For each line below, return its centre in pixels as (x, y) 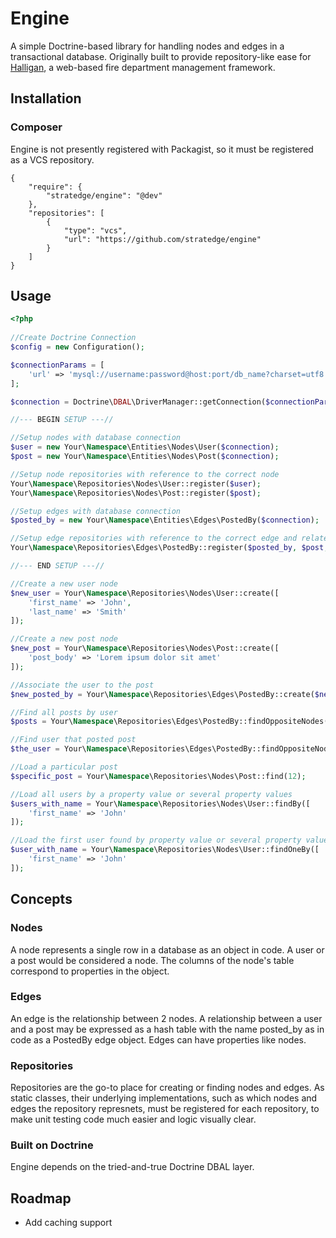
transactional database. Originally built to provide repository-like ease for (161, 56)
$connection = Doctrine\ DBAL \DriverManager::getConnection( (138, 402)
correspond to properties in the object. (90, 971)
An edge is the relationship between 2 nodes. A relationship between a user (166, 1018)
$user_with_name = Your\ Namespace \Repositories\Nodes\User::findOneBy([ (165, 850)
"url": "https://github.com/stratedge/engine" (162, 239)
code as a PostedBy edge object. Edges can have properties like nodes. (158, 1039)
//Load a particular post (64, 767)
